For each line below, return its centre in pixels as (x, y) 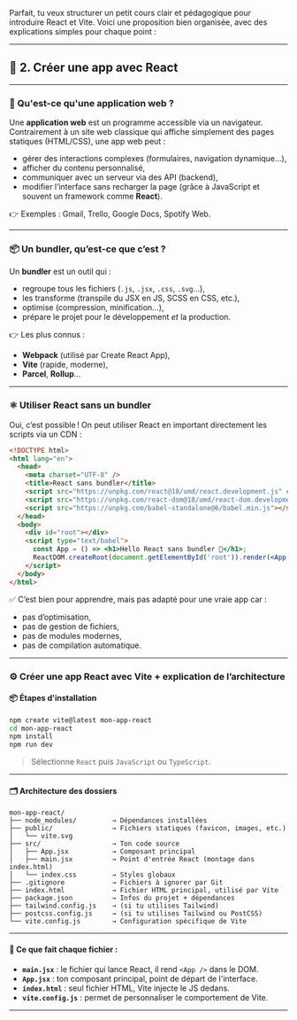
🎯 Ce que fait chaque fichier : (63, 949)
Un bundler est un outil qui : (61, 272)
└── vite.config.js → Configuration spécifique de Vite (128, 922)
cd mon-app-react (41, 728)
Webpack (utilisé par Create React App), (96, 355)
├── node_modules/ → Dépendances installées (108, 821)
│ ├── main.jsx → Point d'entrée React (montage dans (132, 860)
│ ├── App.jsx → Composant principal (103, 852)
